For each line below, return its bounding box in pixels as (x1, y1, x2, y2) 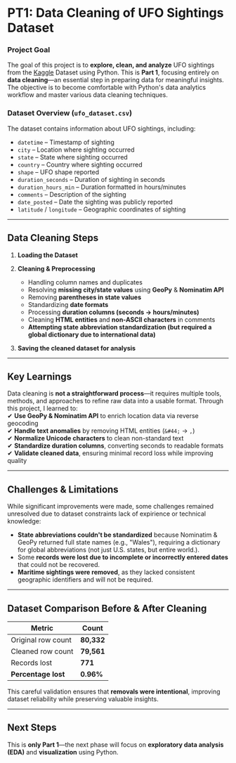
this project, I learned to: (7, 404, 79, 412)
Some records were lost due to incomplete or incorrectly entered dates (17, 553, 228, 561)
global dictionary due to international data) (27, 330, 156, 339)
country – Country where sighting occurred (17, 160, 143, 169)
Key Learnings (7, 370, 72, 382)
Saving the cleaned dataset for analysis (17, 344, 136, 352)
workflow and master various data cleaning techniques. (7, 91, 169, 99)
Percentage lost (11, 670, 65, 679)
